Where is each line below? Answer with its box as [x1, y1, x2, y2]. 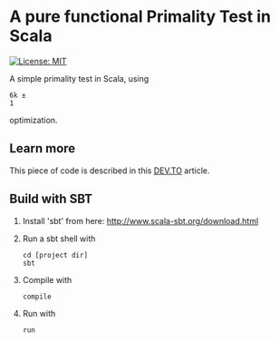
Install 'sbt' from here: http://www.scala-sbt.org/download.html [22, 215, 259, 226]
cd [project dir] [22, 250, 89, 259]
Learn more [9, 141, 76, 156]
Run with [22, 308, 56, 318]
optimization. [9, 114, 58, 125]
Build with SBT [9, 191, 93, 207]
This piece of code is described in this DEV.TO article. [9, 165, 210, 176]
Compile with [22, 274, 72, 285]
